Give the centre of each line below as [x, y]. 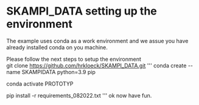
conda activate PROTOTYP [40, 84]
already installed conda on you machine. [57, 47]
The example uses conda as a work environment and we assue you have [97, 41]
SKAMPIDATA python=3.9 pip [59, 72]
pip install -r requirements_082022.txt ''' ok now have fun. [79, 95]
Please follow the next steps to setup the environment [74, 59]
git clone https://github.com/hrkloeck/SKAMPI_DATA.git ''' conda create [96, 66]
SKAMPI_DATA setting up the [82, 11]
